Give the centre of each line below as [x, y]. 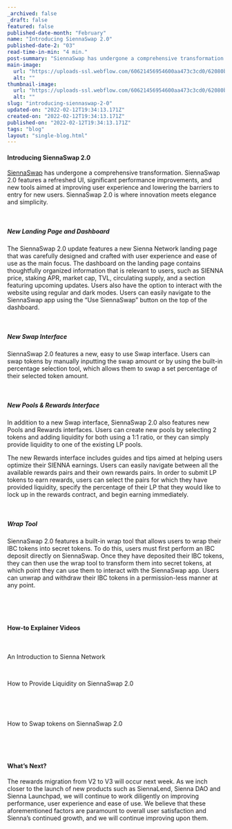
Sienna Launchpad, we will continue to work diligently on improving [103, 796]
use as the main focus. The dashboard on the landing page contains [104, 264]
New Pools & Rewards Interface [54, 405]
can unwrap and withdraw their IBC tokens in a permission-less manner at [113, 578]
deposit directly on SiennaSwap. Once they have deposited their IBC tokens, [116, 556]
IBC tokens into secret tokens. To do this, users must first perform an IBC [111, 549]
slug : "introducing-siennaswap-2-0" [60, 104]
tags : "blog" [26, 129]
